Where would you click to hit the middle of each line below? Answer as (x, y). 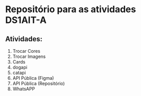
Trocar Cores (26, 51)
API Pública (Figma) (33, 78)
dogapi (20, 67)
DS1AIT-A (26, 20)
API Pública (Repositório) (39, 83)
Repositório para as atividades (70, 9)
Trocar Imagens (29, 56)
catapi (19, 73)
